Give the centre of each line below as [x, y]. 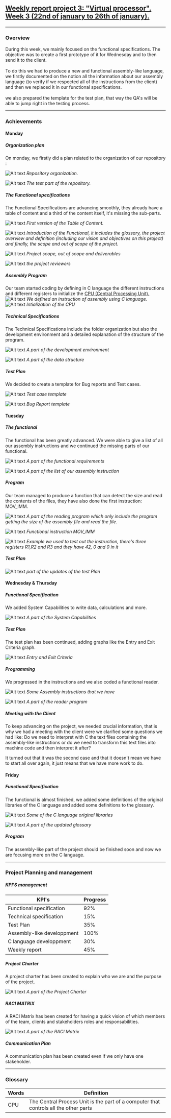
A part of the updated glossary [59, 824]
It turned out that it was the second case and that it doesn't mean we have [83, 758]
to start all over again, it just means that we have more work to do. [75, 763]
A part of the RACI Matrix [53, 1032]
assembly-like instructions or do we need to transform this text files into [81, 743]
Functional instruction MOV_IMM [61, 531]
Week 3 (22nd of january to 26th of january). [77, 17]
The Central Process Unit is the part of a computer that [94, 1101]
